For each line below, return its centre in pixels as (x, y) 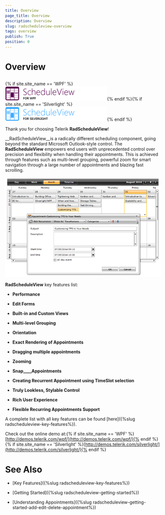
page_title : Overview (27, 16)
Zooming (22, 361)
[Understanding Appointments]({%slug (52, 502)
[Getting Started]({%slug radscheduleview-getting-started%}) (76, 493)
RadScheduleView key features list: (41, 284)
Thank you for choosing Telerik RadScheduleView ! (57, 129)
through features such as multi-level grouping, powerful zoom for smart (78, 160)
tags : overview (21, 31)
